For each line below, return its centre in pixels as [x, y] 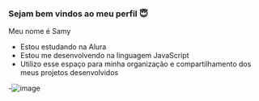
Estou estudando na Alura [63, 47]
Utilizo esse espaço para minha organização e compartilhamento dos [136, 64]
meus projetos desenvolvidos [69, 73]
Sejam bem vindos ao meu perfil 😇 [78, 14]
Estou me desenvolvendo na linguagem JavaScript [104, 56]
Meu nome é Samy [40, 32]
